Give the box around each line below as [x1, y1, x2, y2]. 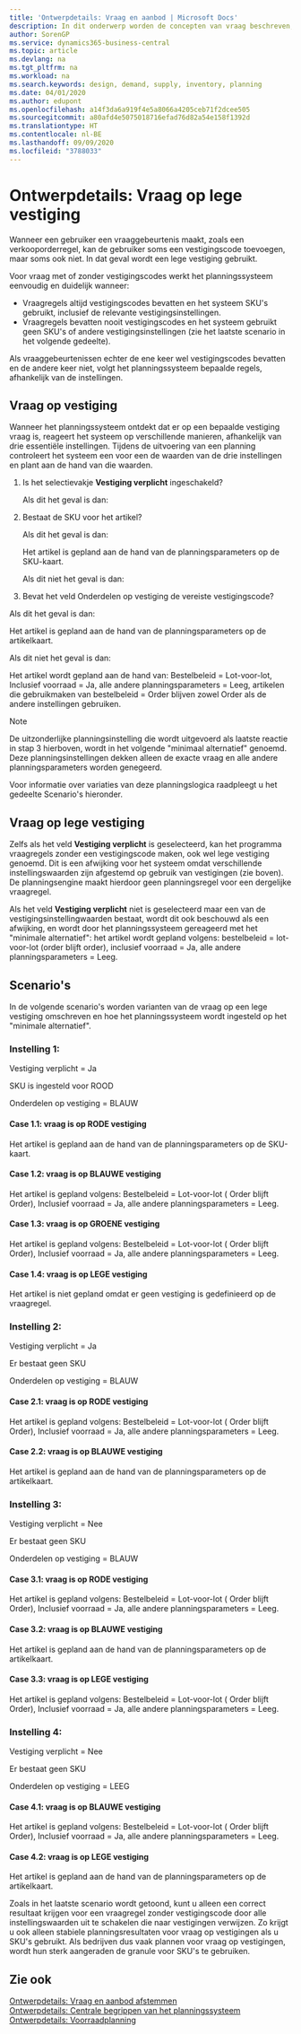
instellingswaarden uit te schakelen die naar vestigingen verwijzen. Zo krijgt [9, 1917, 288, 1928]
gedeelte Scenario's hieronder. [9, 789, 124, 799]
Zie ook [9, 1971, 52, 1987]
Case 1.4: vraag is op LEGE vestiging [9, 1269, 148, 1279]
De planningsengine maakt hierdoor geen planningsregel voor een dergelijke [9, 877, 292, 888]
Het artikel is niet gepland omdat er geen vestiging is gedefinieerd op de [9, 1288, 276, 1299]
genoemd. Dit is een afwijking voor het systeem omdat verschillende [9, 858, 262, 869]
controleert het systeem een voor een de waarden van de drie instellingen [9, 450, 282, 461]
